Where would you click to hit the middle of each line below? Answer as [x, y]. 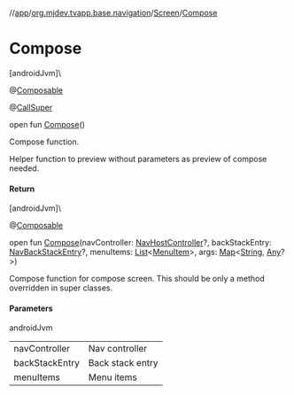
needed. [24, 168]
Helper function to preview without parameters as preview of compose [138, 159]
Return [22, 189]
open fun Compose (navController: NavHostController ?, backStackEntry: [140, 243]
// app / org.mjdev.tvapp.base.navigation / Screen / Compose [113, 13]
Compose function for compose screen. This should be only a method [137, 279]
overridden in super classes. [61, 288]
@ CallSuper [31, 107]
